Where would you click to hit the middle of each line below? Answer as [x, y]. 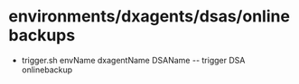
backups [42, 35]
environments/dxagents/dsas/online [149, 17]
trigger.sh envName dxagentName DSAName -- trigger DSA [133, 60]
